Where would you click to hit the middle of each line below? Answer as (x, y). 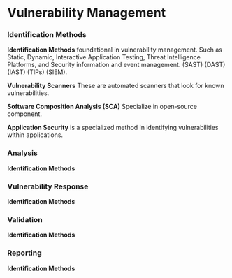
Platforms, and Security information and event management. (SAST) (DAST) (116, 65)
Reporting (24, 253)
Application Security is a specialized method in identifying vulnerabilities (113, 128)
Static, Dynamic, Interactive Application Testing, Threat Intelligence (104, 57)
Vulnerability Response (48, 186)
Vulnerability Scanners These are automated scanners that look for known (116, 86)
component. (24, 114)
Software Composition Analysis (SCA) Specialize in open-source (102, 107)
